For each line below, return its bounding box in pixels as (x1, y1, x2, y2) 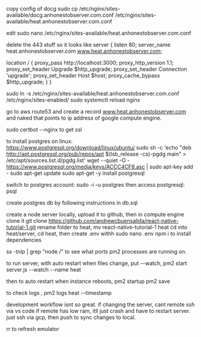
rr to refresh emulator (6, 326, 59, 332)
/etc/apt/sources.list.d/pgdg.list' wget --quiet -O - (6, 157, 130, 164)
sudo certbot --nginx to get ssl (6, 126, 82, 133)
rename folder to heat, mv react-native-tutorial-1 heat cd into (37, 223, 188, 231)
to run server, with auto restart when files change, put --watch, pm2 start (6, 260, 187, 267)
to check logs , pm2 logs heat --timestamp (6, 290, 112, 296)
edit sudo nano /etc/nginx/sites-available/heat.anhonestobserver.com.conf (6, 29, 192, 37)
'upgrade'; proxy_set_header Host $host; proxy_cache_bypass (6, 72, 160, 79)
